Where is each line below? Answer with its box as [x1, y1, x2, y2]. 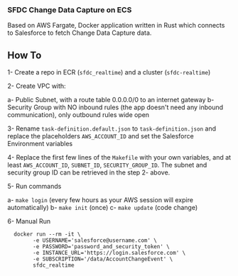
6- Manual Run [7, 217, 51, 226]
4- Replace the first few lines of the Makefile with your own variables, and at [7, 153, 232, 162]
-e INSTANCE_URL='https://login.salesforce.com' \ [33, 250, 186, 257]
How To [7, 49, 42, 61]
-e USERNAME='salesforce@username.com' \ [33, 237, 158, 244]
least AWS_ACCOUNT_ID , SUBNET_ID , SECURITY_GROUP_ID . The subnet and [7, 161, 207, 170]
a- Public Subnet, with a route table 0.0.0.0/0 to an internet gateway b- [7, 96, 215, 104]
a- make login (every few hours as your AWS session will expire [7, 196, 194, 204]
